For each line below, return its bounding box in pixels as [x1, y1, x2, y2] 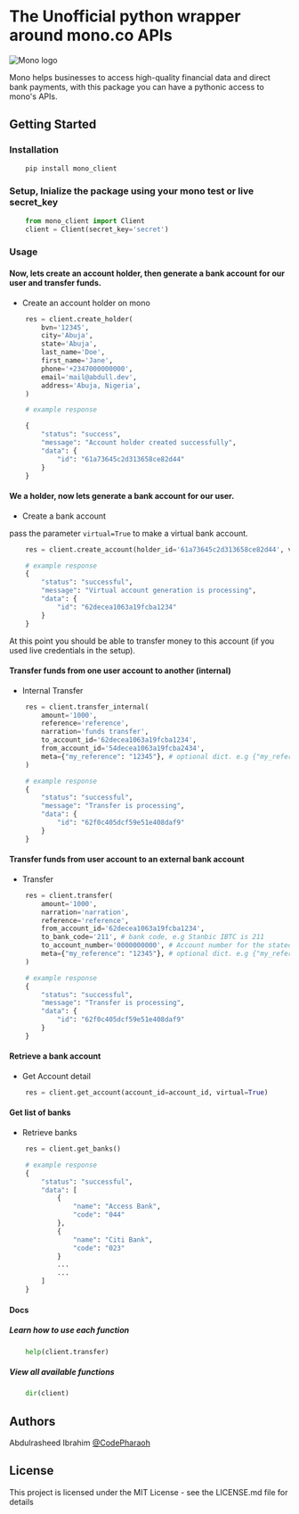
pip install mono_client [25, 163, 117, 173]
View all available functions [9, 1366, 115, 1377]
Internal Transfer [21, 685, 84, 695]
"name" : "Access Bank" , [72, 1202, 162, 1211]
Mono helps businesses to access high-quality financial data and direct [9, 71, 271, 82]
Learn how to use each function [9, 1325, 130, 1335]
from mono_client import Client [25, 216, 145, 225]
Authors [9, 1413, 56, 1429]
